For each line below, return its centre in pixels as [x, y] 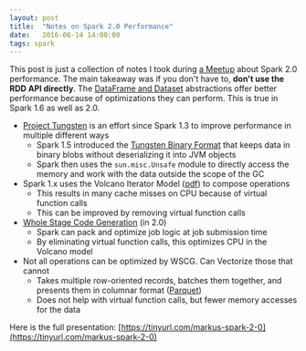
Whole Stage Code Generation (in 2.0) [95, 222]
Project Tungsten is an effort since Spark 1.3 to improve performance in [157, 126]
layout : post [34, 18]
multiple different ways [66, 135]
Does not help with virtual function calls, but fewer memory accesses [167, 300]
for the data [58, 310]
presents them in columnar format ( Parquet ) [119, 290]
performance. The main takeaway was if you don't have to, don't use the [147, 79]
